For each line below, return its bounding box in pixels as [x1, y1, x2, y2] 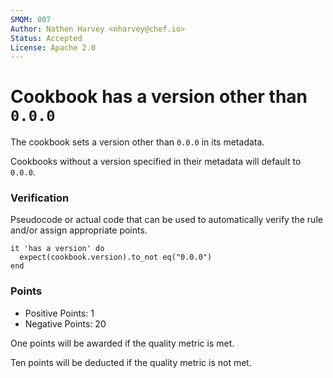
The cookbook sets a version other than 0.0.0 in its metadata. [10, 136, 265, 148]
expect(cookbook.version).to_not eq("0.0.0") [19, 252, 213, 263]
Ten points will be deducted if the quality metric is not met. [10, 356, 252, 368]
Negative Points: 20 [24, 317, 107, 330]
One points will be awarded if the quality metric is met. [10, 337, 235, 349]
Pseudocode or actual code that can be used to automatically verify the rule [10, 214, 323, 226]
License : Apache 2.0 [10, 42, 97, 53]
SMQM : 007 [10, 14, 52, 25]
